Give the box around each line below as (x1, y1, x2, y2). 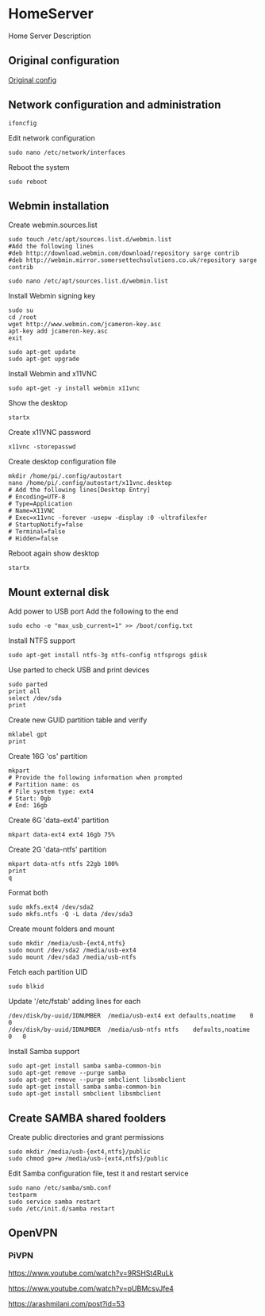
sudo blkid (8, 983, 44, 991)
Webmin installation (8, 199, 109, 213)
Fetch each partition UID (8, 968, 88, 977)
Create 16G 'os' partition (8, 752, 88, 761)
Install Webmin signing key (8, 291, 96, 301)
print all (8, 687, 41, 695)
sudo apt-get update (8, 348, 77, 356)
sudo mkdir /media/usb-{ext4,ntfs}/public (8, 1148, 151, 1156)
